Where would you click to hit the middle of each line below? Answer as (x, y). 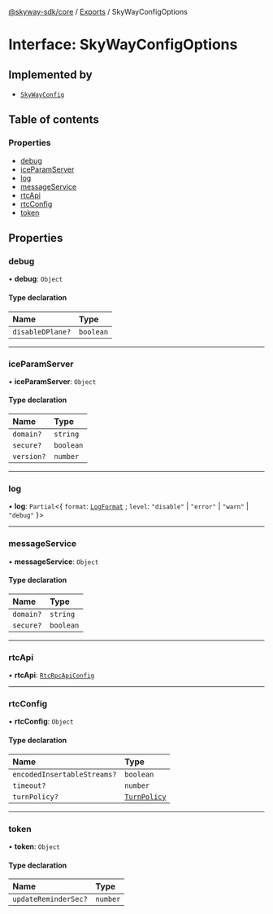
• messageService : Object (54, 562)
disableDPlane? (42, 332)
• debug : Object (36, 279)
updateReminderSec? (50, 899)
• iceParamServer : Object (52, 381)
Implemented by (50, 74)
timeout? (29, 785)
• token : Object (35, 846)
